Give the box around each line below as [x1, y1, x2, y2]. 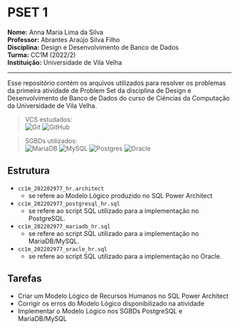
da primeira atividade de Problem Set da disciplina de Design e [7, 86, 192, 95]
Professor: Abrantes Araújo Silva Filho [7, 35, 120, 43]
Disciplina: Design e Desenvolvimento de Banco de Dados [7, 43, 179, 51]
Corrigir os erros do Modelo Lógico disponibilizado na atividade [17, 299, 205, 307]
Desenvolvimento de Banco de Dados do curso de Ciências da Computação [7, 93, 230, 102]
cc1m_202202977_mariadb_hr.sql [17, 222, 111, 230]
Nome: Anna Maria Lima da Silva [7, 28, 104, 36]
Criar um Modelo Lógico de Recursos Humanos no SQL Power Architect [17, 292, 229, 300]
